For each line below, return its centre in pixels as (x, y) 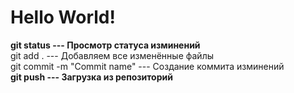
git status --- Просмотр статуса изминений (105, 45)
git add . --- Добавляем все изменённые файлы (112, 55)
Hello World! (63, 17)
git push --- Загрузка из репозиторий (91, 77)
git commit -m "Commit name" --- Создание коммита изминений (147, 66)
